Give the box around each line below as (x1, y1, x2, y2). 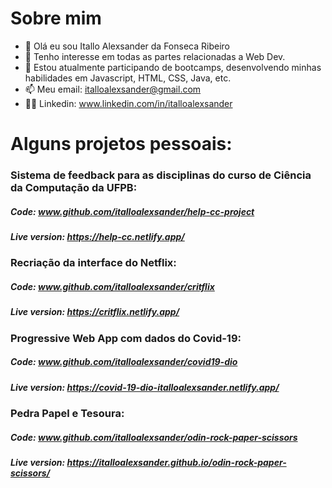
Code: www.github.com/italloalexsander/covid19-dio (10, 356, 238, 368)
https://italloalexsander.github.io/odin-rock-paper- (66, 457, 287, 469)
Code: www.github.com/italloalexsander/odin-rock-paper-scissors (10, 431, 298, 443)
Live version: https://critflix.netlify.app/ (10, 306, 180, 318)
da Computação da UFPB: (10, 181, 138, 195)
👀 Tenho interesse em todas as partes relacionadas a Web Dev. (24, 50, 286, 62)
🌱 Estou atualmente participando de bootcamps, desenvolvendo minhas (24, 61, 322, 73)
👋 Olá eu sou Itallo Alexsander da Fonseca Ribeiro (24, 40, 230, 52)
